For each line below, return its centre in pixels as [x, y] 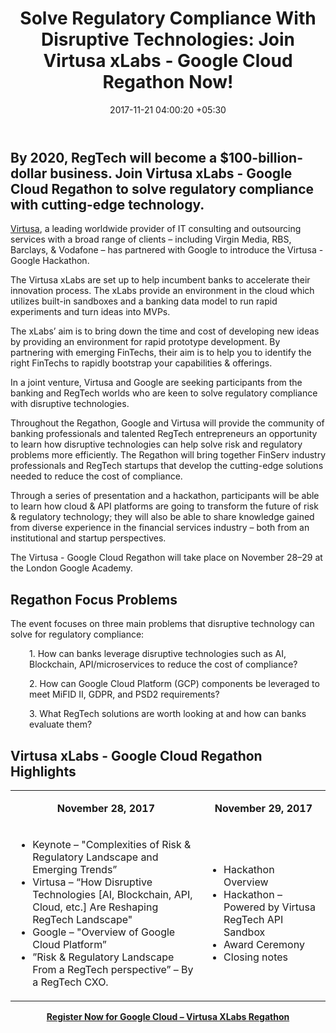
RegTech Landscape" [82, 919]
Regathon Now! [168, 82]
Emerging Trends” [75, 869]
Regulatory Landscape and [95, 857]
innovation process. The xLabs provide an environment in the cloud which [162, 291]
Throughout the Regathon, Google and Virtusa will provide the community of [167, 423]
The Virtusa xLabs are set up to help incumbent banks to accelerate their [160, 280]
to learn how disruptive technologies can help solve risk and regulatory [156, 444]
